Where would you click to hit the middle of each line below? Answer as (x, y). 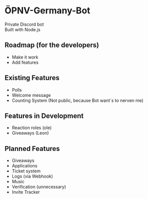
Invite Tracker (26, 192)
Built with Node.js (23, 29)
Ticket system (26, 171)
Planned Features (32, 149)
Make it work (25, 57)
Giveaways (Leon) (30, 133)
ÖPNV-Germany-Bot (48, 11)
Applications (25, 166)
